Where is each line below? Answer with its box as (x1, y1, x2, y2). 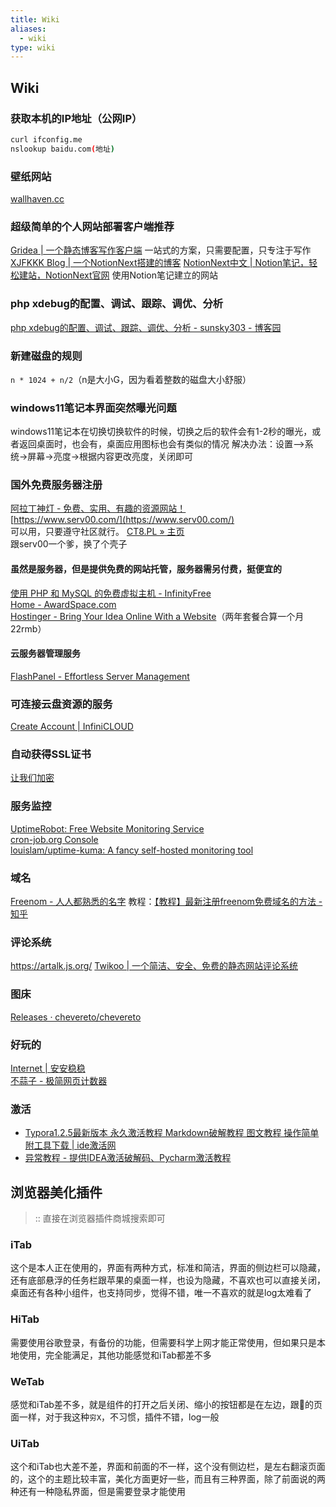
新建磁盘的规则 (10, 349, 83, 363)
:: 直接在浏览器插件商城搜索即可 (34, 1212, 166, 1225)
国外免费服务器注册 (10, 478, 103, 492)
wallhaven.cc (10, 192, 65, 205)
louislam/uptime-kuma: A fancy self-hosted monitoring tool (10, 844, 254, 856)
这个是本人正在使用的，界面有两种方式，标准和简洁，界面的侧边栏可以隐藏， (10, 1262, 326, 1274)
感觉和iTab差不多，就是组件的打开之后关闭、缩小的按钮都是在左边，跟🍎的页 (10, 1398, 323, 1410)
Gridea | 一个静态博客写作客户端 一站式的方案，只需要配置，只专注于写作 (10, 244, 312, 256)
